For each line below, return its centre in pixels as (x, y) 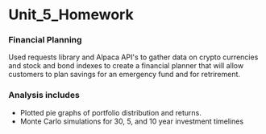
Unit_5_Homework (71, 15)
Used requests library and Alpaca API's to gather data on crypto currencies (133, 57)
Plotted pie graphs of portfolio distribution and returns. (110, 112)
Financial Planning (45, 40)
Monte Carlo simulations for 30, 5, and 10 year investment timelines (132, 121)
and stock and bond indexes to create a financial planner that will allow (126, 66)
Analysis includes (44, 95)
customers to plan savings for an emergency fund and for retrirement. (124, 75)
